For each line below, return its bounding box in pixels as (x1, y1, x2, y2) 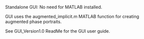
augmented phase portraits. (5, 19, 62, 24)
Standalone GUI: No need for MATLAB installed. (5, 4, 102, 10)
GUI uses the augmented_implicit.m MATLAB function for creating (5, 14, 140, 19)
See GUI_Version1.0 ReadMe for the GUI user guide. (5, 28, 110, 34)
